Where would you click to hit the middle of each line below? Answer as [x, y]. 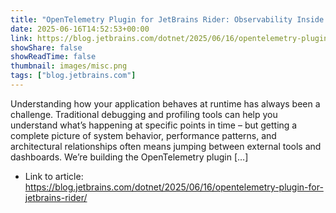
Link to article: [54, 176]
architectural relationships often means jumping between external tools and [166, 146]
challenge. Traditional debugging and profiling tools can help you [144, 114]
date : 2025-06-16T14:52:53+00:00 [80, 29]
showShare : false [46, 47]
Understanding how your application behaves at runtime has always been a [165, 103]
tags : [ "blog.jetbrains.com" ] [73, 76]
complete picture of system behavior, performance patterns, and [143, 135]
